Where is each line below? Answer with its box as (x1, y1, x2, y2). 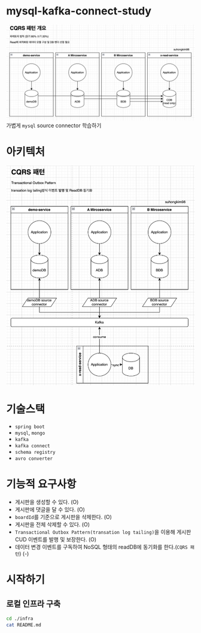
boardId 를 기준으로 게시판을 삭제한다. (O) (14, 514, 112, 521)
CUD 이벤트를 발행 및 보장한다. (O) (14, 536, 97, 543)
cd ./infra (6, 616, 33, 622)
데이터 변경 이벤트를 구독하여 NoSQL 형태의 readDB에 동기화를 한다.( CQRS (14, 544, 188, 551)
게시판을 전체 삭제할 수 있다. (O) (14, 521, 90, 528)
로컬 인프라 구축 (6, 598, 61, 609)
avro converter (14, 456, 53, 462)
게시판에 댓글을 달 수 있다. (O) (14, 506, 86, 513)
